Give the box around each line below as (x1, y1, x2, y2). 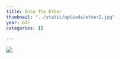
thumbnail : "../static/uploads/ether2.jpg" (6, 14, 115, 20)
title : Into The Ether (6, 8, 62, 15)
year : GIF (6, 19, 31, 25)
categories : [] (6, 25, 44, 31)
